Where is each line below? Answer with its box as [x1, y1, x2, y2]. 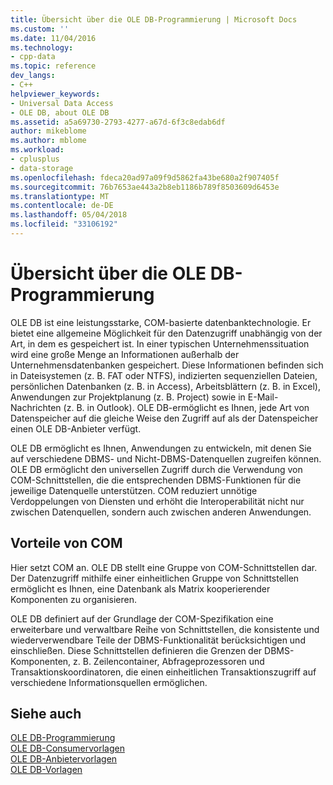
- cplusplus [10, 154, 60, 164]
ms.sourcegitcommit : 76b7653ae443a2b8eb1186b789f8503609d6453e [10, 182, 280, 192]
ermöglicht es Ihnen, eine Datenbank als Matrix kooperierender [10, 582, 271, 595]
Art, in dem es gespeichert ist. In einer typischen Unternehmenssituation [10, 337, 310, 350]
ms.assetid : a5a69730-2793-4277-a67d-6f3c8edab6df [10, 117, 226, 127]
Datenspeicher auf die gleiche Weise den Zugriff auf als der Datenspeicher [10, 412, 319, 424]
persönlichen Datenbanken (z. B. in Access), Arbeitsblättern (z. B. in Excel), [10, 380, 321, 392]
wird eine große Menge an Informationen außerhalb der [10, 348, 240, 360]
